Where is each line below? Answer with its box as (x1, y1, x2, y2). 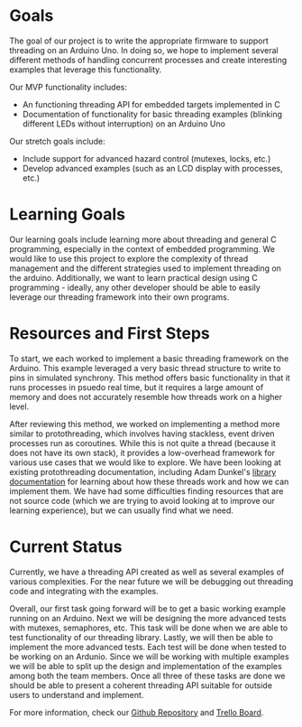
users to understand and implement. (9, 689, 144, 700)
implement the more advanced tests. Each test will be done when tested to (9, 641, 287, 652)
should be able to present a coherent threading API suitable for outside (9, 679, 273, 691)
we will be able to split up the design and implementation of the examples (9, 660, 282, 671)
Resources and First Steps (9, 323, 210, 344)
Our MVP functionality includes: (9, 81, 128, 92)
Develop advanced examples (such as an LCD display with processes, (22, 163, 283, 173)
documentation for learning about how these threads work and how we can (9, 476, 289, 487)
